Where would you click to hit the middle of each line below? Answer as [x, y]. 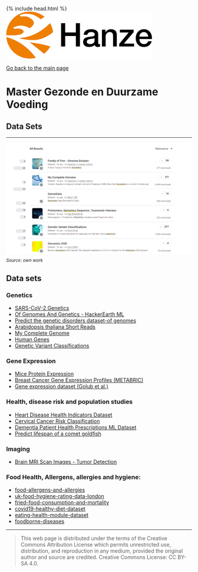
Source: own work [24, 260]
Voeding [27, 104]
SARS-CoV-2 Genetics [42, 308]
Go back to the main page [37, 68]
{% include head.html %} [37, 9]
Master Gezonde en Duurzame [82, 92]
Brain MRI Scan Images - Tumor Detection [66, 461]
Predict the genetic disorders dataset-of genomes [75, 321]
